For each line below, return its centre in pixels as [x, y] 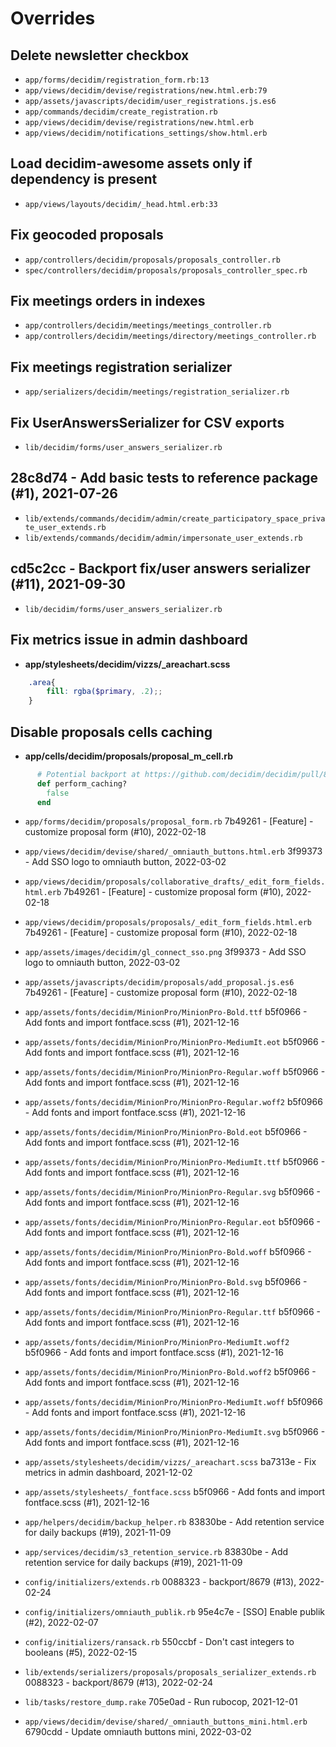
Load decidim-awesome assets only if [131, 163]
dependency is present [84, 179]
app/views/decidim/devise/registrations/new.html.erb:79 [146, 91]
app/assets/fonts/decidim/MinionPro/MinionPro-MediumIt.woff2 [157, 1343]
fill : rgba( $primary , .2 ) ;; [104, 692]
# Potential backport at [88, 774]
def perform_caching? [82, 783]
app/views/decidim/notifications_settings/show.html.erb [146, 133]
